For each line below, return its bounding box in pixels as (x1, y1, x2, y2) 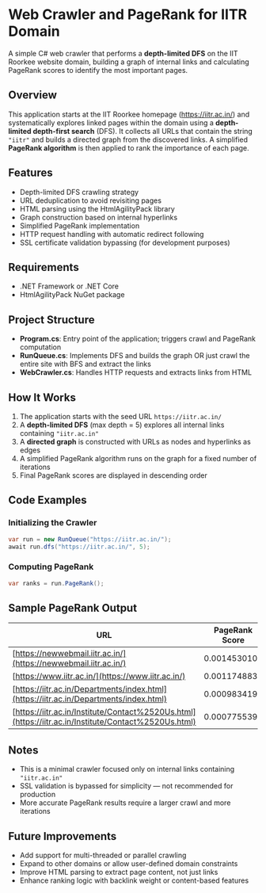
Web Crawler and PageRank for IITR (8, 6, 248, 24)
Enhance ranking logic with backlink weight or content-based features (19, 876, 249, 885)
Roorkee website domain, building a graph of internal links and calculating (8, 57, 249, 67)
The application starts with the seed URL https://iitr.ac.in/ (19, 412, 222, 421)
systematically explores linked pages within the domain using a (8, 117, 214, 128)
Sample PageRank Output (8, 601, 137, 615)
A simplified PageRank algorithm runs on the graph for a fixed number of (19, 454, 257, 463)
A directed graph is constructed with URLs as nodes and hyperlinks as (19, 437, 251, 446)
